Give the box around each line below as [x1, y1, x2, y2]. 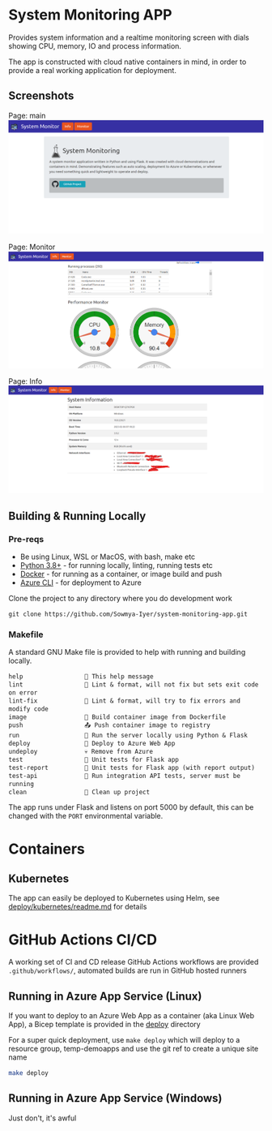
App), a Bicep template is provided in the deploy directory [8, 1020, 201, 1030]
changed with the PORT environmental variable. [8, 811, 164, 821]
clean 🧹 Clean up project [8, 789, 151, 797]
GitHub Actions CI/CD [8, 931, 158, 948]
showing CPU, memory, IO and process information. [8, 41, 182, 50]
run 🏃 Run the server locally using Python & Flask [8, 732, 249, 740]
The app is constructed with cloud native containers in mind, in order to [8, 57, 247, 67]
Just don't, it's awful [8, 1113, 77, 1123]
